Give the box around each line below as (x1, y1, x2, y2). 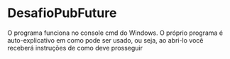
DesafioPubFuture (7, 5, 117, 21)
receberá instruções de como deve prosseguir (7, 43, 143, 52)
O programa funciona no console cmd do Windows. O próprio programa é (7, 28, 224, 37)
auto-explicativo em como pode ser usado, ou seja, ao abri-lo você (7, 36, 204, 44)
